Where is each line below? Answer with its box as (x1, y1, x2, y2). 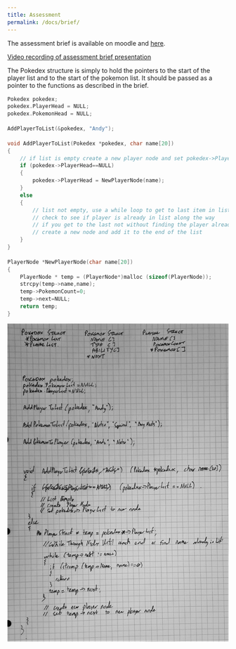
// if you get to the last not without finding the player (32, 221, 209, 228)
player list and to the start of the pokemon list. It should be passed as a (7, 74, 213, 82)
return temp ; (20, 303, 58, 310)
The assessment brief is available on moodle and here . (7, 39, 166, 47)
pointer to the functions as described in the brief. (7, 81, 149, 89)
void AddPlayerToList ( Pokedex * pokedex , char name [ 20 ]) (7, 140, 174, 147)
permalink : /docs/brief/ (7, 18, 80, 26)
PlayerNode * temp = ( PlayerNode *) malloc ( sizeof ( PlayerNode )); (20, 273, 212, 280)
